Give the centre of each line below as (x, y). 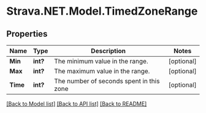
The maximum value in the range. (102, 71)
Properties (27, 34)
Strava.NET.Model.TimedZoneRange (102, 11)
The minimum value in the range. (101, 61)
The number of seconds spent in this (107, 81)
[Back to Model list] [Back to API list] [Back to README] (77, 104)
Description (109, 51)
